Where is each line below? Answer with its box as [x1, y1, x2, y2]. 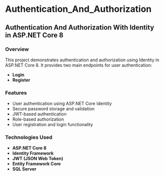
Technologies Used [5, 134, 53, 141]
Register [12, 77, 31, 83]
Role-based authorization [12, 116, 64, 122]
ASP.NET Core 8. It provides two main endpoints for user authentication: [5, 62, 152, 68]
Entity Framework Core [12, 161, 61, 167]
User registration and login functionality [12, 122, 93, 128]
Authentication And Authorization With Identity [5, 23, 155, 32]
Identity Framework [12, 150, 54, 156]
